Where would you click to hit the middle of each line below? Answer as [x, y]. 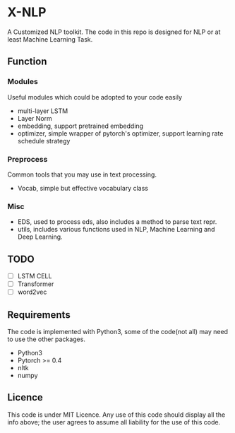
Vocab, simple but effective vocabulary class [83, 188]
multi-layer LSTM [43, 111]
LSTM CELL [35, 276]
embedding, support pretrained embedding [80, 126]
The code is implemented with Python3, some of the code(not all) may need [117, 332]
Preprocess [28, 159]
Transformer [36, 284]
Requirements [39, 315]
